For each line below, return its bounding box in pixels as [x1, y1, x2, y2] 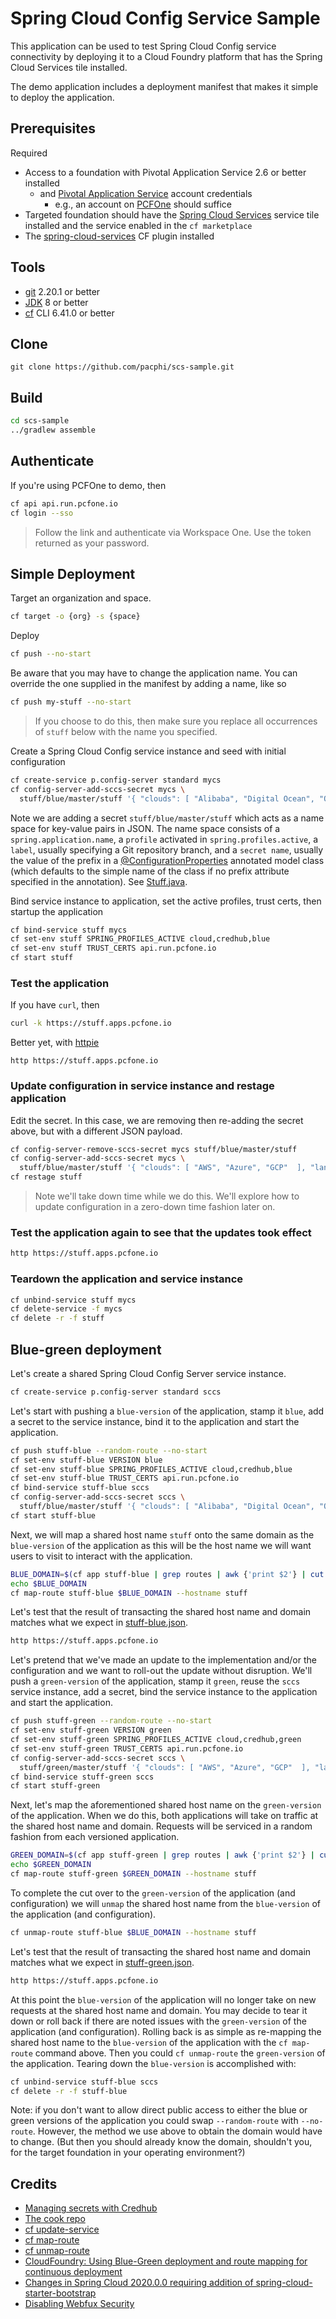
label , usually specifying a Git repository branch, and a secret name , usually [10, 843, 324, 856]
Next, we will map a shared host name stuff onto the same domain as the [10, 1528, 315, 1541]
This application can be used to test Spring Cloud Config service [10, 40, 277, 52]
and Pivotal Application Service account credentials [39, 187, 253, 199]
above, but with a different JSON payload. [10, 1125, 183, 1137]
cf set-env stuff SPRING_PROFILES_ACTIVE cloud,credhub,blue [10, 934, 271, 944]
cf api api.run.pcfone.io [10, 498, 118, 509]
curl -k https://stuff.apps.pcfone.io [10, 1018, 172, 1029]
